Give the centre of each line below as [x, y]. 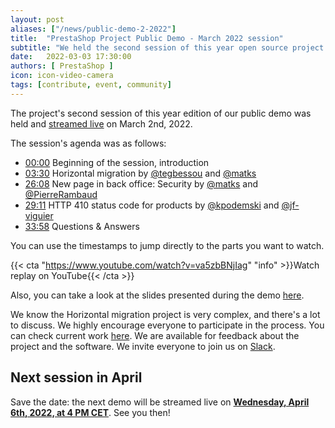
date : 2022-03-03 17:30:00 [71, 57]
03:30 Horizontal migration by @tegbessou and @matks [140, 173]
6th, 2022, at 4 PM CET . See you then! [90, 412]
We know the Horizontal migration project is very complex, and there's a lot [165, 314]
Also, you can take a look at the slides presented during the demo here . [157, 295]
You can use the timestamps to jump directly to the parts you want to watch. [167, 245]
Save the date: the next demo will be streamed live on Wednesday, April [160, 402]
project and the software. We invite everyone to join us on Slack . [143, 346]
